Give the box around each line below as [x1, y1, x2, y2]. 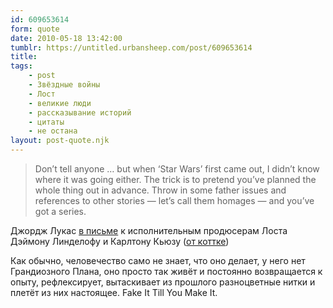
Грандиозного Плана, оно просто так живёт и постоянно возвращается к [10, 266, 323, 277]
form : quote [10, 24, 60, 34]
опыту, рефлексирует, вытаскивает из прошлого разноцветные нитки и [10, 276, 316, 288]
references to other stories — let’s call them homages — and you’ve [34, 195, 315, 206]
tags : [10, 61, 33, 71]
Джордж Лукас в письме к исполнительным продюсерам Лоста [10, 225, 288, 236]
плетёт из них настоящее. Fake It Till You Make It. [10, 287, 218, 298]
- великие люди [28, 98, 92, 108]
